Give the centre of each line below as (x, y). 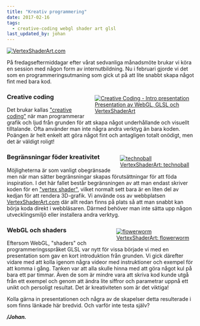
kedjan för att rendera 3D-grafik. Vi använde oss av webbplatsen (86, 195)
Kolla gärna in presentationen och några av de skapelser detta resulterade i (99, 299)
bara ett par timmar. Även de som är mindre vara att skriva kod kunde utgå (98, 275)
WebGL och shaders (37, 230)
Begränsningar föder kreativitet (53, 157)
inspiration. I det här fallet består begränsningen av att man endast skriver (97, 183)
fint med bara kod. (29, 82)
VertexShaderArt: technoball (154, 165)
